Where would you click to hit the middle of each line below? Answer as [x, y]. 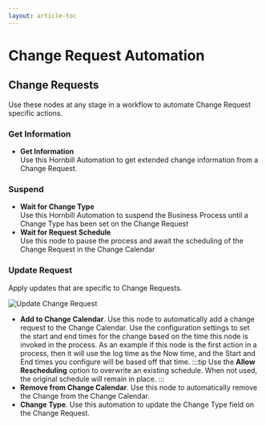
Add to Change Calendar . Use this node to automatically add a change [137, 319]
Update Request [40, 270]
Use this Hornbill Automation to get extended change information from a [139, 160]
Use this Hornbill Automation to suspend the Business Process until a [134, 215]
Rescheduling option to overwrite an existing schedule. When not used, [139, 370]
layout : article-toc [43, 16]
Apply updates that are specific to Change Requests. [95, 288]
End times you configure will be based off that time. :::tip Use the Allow [137, 362]
